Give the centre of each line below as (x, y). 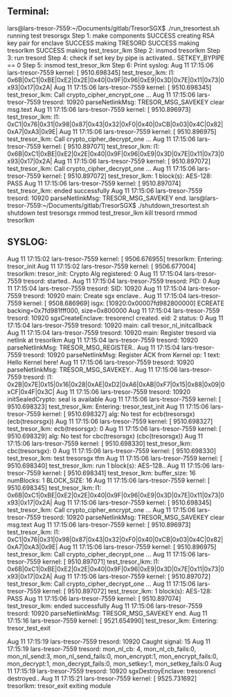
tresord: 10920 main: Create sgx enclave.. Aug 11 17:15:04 (105, 295)
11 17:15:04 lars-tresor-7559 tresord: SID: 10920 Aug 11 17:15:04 (97, 288)
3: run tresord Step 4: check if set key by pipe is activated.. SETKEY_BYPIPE (116, 58)
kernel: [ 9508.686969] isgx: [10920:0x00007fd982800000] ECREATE (124, 303)
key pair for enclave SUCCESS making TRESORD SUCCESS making (103, 43)
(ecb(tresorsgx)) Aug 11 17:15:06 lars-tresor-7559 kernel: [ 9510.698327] (110, 421)
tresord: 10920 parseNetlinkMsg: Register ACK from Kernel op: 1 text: (122, 354)
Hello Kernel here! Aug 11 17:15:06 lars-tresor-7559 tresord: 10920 (101, 362)
